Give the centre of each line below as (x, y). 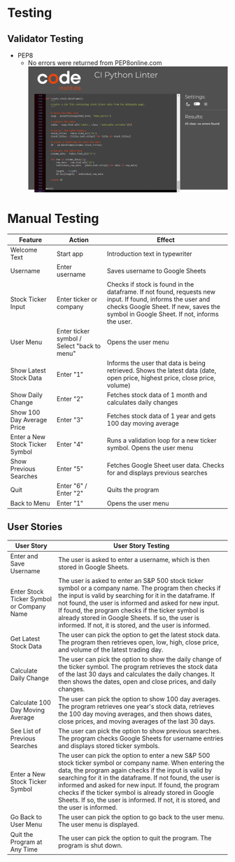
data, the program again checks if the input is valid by (135, 770)
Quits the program (133, 489)
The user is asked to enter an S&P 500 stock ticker (131, 580)
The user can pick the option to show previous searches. (140, 731)
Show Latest (28, 371)
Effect (166, 240)
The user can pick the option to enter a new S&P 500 (134, 756)
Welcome (24, 250)
